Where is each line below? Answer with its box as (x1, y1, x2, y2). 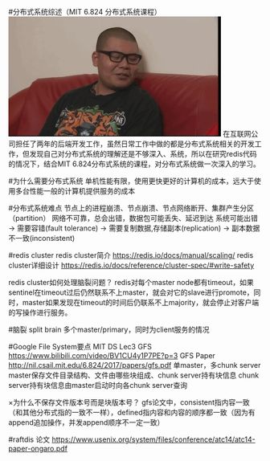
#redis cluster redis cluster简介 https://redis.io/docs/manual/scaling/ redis (8, 251, 254, 259)
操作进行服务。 (22, 308, 72, 317)
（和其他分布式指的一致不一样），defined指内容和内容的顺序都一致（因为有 (8, 408, 256, 417)
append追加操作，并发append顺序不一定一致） (8, 418, 165, 427)
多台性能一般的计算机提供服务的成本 (14, 186, 135, 195)
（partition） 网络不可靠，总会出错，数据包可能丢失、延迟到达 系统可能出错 (8, 214, 259, 222)
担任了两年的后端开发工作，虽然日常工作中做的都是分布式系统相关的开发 (14, 139, 255, 149)
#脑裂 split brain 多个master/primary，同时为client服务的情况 (8, 324, 210, 334)
